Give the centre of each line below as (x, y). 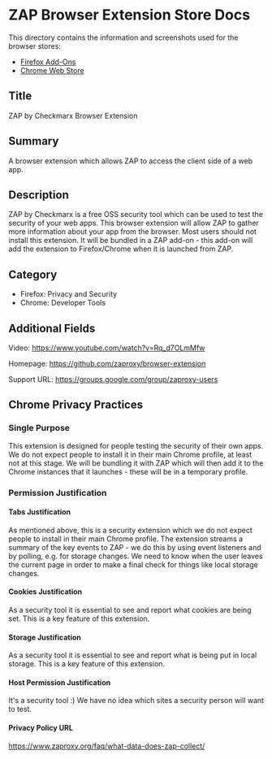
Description (39, 195)
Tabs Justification (40, 512)
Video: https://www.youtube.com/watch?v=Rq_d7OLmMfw (107, 348)
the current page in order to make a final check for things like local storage (133, 564)
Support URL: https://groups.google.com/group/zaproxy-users (113, 379)
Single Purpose (39, 428)
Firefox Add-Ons (48, 62)
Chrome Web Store (52, 70)
